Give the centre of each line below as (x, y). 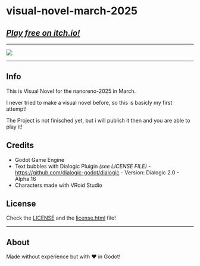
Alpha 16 (25, 179)
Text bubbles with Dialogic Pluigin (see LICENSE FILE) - (83, 166)
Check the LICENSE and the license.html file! (61, 218)
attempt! (16, 109)
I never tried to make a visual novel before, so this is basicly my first (89, 102)
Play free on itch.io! (43, 33)
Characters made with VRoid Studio (58, 185)
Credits (20, 145)
